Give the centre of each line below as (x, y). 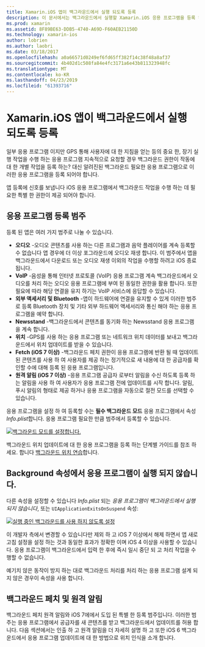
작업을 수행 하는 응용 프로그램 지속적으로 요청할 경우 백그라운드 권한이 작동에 (104, 159)
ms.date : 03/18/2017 (33, 52)
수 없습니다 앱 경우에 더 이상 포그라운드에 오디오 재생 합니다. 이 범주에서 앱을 (106, 253)
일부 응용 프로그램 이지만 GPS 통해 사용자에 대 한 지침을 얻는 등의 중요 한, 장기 (99, 151)
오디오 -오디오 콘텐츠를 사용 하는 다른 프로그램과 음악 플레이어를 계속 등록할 (105, 245)
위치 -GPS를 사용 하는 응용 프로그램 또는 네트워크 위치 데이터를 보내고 (98, 336)
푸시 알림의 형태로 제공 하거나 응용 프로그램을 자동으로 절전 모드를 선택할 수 (105, 390)
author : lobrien (27, 40)
